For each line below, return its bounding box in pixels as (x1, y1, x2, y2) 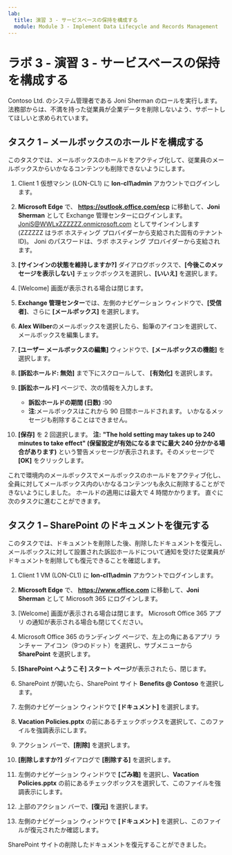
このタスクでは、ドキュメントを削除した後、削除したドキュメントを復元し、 (8, 538, 226, 547)
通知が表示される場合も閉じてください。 (31, 617, 147, 626)
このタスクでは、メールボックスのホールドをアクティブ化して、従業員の (8, 156, 213, 164)
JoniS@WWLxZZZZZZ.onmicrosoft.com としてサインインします (17, 220, 200, 229)
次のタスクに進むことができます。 (8, 497, 104, 506)
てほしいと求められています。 (8, 114, 93, 122)
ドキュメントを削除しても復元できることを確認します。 (8, 556, 164, 565)
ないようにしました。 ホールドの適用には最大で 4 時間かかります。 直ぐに (13, 488, 224, 497)
